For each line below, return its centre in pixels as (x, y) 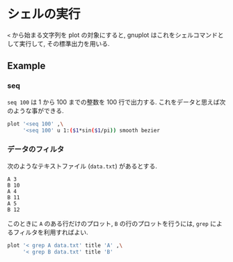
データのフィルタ (36, 149)
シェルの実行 (44, 14)
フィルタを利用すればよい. (50, 232)
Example (26, 66)
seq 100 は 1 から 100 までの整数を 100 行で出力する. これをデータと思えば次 (116, 102)
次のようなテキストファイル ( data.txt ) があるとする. (82, 166)
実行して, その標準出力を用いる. (64, 43)
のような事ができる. (35, 110)
